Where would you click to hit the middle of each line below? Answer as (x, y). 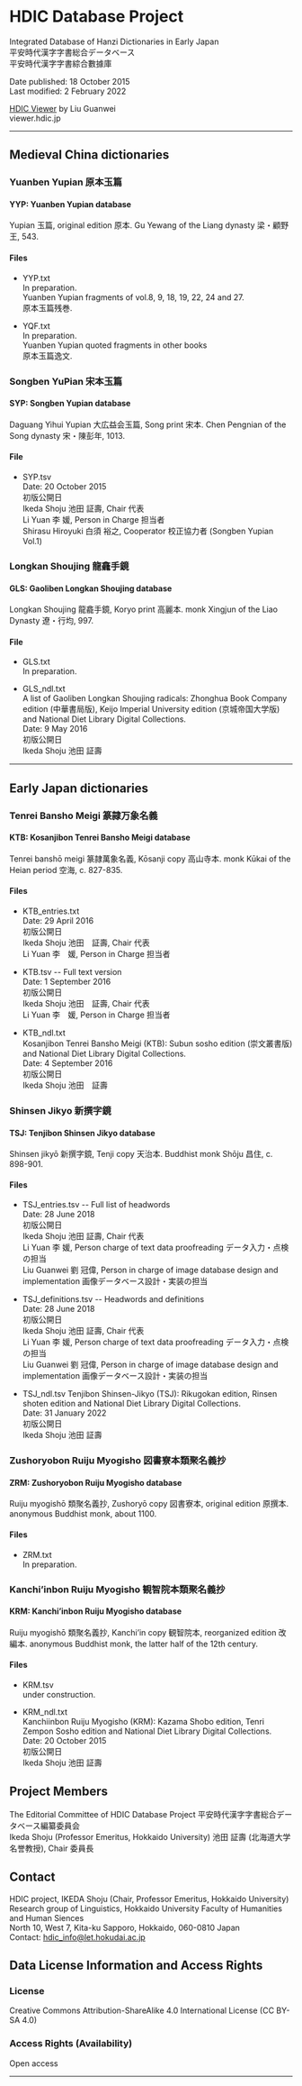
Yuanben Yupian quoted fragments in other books (115, 345)
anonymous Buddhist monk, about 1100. (83, 1514)
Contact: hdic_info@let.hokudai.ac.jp (77, 1937)
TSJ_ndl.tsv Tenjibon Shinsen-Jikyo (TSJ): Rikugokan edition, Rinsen (150, 1394)
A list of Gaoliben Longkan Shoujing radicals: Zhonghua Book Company (155, 698)
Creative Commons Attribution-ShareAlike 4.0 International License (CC (142, 2010)
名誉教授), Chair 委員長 (52, 1848)
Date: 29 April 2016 (58, 921)
